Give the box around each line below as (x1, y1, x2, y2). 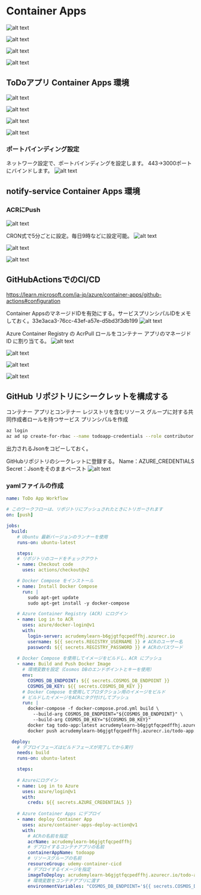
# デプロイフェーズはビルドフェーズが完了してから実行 (17, 744, 133, 750)
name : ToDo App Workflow (6, 495, 68, 501)
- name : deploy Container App (17, 817, 93, 823)
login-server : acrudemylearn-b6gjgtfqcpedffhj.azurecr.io (28, 633, 175, 639)
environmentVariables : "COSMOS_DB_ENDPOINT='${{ (28, 883, 151, 889)
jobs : (6, 523, 20, 529)
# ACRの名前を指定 (28, 833, 68, 839)
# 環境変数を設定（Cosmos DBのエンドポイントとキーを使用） (22, 667, 154, 673)
